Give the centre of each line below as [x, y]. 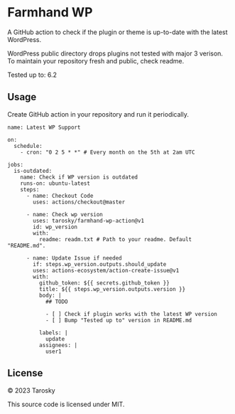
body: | [50, 295]
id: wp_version [55, 227]
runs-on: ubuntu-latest [55, 183]
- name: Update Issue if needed [74, 258]
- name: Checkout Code [60, 196]
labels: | [54, 333]
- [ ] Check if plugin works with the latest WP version [131, 314]
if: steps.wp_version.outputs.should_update [100, 264]
